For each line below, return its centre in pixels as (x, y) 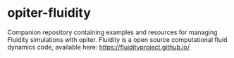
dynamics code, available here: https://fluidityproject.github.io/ (99, 47)
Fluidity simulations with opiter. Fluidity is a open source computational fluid (117, 39)
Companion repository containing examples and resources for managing (112, 32)
